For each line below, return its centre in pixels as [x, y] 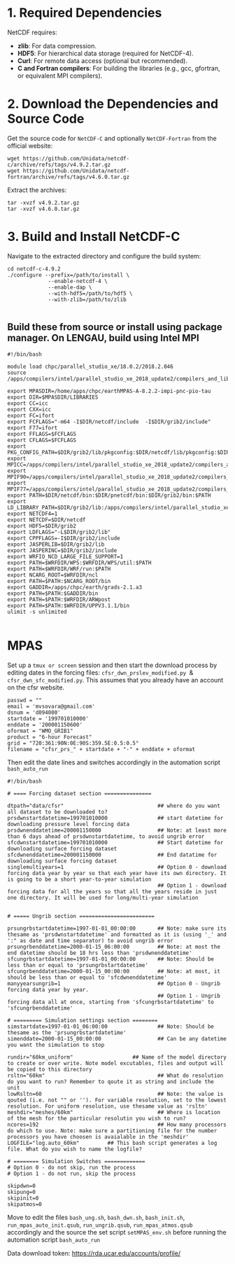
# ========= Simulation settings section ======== [83, 1020]
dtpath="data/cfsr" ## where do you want [114, 806]
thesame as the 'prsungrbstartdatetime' [67, 1032]
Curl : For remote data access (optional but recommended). [102, 60]
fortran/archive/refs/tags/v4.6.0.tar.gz [69, 177]
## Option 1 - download [192, 885]
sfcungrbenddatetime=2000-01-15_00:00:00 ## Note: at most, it [114, 971]
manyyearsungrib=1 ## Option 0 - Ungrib [114, 983]
